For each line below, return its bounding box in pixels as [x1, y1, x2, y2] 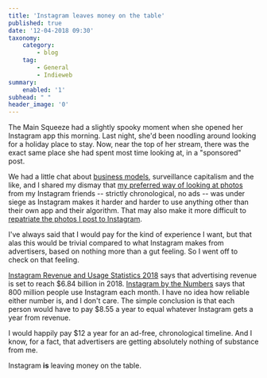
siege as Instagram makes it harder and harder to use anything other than [8, 197, 249, 207]
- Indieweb [37, 71, 73, 79]
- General [37, 64, 69, 72]
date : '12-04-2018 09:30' [8, 26, 94, 34]
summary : [8, 78, 37, 86]
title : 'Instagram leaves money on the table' [8, 11, 165, 20]
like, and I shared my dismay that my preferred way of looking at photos [8, 180, 244, 190]
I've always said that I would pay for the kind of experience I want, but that [8, 230, 253, 239]
